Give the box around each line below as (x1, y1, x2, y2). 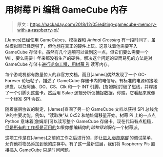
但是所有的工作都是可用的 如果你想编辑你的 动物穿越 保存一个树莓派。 (5, 124, 142, 130)
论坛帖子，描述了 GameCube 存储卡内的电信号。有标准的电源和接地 (21, 77, 158, 83)
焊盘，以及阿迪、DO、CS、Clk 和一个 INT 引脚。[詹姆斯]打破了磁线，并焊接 (5, 84, 158, 89)
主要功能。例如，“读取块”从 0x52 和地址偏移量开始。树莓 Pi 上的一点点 (13, 112, 156, 118)
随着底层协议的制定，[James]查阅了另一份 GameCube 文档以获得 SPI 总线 (5, 106, 154, 112)
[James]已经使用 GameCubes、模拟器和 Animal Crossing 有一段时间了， (5, 37, 152, 43)
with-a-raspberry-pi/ (17, 27, 59, 33)
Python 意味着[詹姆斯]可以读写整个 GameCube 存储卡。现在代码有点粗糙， (5, 118, 156, 124)
